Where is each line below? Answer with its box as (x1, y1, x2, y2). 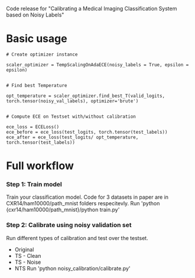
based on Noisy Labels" (6, 11, 64, 18)
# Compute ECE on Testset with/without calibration (6, 114, 136, 119)
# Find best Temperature (6, 82, 67, 88)
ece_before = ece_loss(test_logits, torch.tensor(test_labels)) (6, 129, 168, 135)
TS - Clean (14, 252, 41, 259)
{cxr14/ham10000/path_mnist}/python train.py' (6, 206, 120, 214)
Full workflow (6, 159, 74, 173)
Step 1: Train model (6, 180, 62, 189)
